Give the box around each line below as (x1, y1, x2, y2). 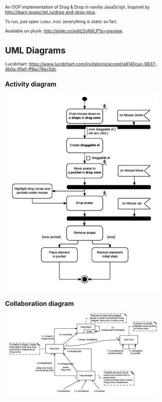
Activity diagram (5, 80, 57, 89)
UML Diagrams (5, 45, 66, 56)
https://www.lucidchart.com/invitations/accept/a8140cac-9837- (29, 61, 157, 67)
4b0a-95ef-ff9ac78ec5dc (5, 66, 57, 72)
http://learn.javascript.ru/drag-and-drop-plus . (5, 9, 97, 15)
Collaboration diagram (5, 300, 74, 308)
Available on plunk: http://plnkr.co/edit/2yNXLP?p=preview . (5, 28, 124, 33)
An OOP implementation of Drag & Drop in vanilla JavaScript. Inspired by (5, 4, 150, 10)
